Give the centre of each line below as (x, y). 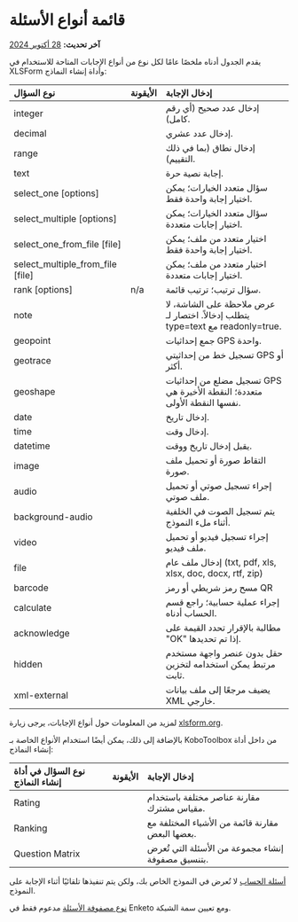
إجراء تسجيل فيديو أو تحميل (217, 536)
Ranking (31, 828)
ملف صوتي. (188, 496)
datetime (32, 446)
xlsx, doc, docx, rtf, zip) (214, 573)
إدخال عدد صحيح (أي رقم (212, 107)
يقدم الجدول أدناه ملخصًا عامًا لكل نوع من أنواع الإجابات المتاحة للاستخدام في (135, 61)
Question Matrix (47, 854)
